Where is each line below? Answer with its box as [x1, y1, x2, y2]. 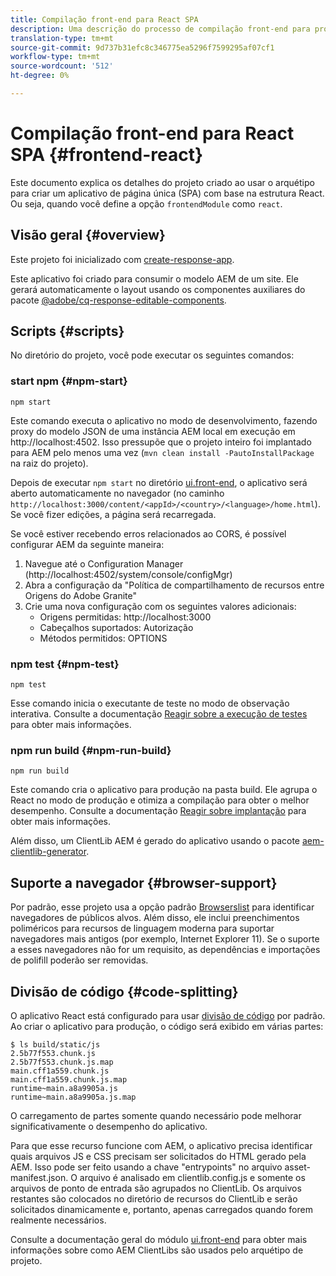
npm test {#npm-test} [10, 657, 120, 671]
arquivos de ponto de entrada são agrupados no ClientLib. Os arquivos [10, 1182, 302, 1194]
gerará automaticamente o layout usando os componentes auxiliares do [10, 283, 306, 295]
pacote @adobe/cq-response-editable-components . [10, 294, 227, 306]
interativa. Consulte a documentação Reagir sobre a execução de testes [10, 708, 308, 720]
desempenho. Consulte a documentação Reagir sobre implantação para [10, 805, 307, 817]
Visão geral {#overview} [10, 227, 166, 244]
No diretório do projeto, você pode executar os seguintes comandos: [10, 349, 295, 361]
